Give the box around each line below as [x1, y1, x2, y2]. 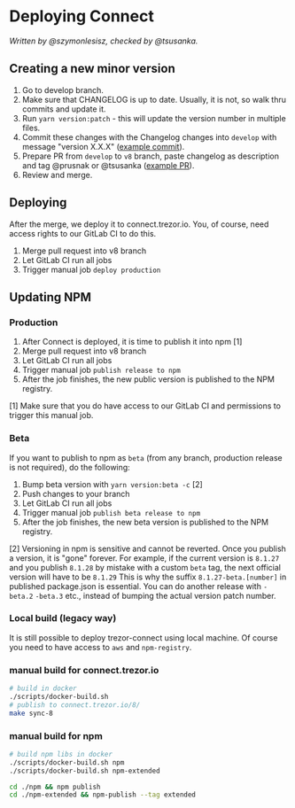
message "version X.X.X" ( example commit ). [21, 141, 185, 151]
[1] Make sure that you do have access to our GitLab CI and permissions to [9, 400, 282, 411]
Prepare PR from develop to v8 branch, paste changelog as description [21, 151, 279, 161]
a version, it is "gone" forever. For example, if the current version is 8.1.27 [9, 552, 280, 563]
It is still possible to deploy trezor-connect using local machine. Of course [9, 632, 278, 643]
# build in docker [9, 684, 77, 693]
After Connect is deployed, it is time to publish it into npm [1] [21, 337, 243, 347]
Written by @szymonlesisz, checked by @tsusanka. [9, 35, 198, 46]
